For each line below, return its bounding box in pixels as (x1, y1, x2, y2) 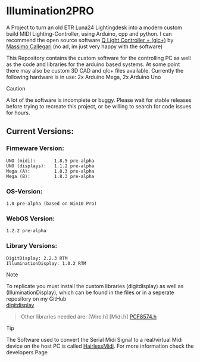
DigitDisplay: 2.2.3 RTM (6, 255, 68, 261)
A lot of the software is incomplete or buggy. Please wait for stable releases (6, 96, 192, 104)
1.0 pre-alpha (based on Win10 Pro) (6, 201, 97, 207)
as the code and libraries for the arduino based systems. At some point (6, 61, 180, 68)
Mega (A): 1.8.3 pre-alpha (6, 168, 95, 174)
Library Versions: (6, 242, 58, 250)
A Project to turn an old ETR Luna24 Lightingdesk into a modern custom (6, 24, 183, 31)
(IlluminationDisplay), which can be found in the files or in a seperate (6, 289, 174, 296)
